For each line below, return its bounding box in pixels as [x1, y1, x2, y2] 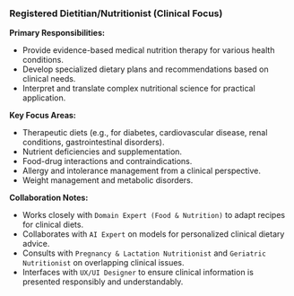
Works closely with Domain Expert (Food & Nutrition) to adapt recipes [22, 210, 285, 221]
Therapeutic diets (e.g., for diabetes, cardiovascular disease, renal [22, 127, 268, 138]
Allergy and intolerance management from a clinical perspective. [22, 165, 262, 177]
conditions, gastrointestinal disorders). [22, 137, 165, 148]
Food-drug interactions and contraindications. [22, 156, 193, 167]
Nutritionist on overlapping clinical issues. [22, 257, 185, 268]
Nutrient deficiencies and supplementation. [22, 146, 182, 157]
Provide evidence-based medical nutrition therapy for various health [22, 45, 275, 56]
